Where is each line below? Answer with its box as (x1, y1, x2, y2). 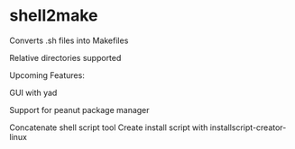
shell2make (9, 5, 98, 26)
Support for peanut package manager (9, 104, 151, 115)
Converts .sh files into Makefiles (9, 35, 129, 46)
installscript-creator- (209, 122, 287, 133)
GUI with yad (9, 87, 58, 98)
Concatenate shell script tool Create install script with (9, 122, 208, 133)
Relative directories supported (9, 52, 122, 63)
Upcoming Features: (9, 69, 86, 81)
